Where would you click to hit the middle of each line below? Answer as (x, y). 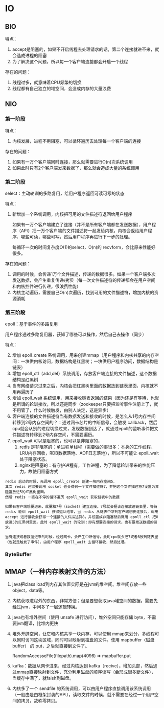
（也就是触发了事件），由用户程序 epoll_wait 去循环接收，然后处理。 (67, 542)
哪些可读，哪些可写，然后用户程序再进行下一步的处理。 (77, 237)
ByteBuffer (18, 554)
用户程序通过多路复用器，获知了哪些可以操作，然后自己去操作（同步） (76, 334)
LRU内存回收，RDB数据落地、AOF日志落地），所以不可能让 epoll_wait (89, 453)
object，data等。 (29, 591)
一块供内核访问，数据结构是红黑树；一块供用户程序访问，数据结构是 (89, 361)
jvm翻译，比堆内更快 (37, 623)
